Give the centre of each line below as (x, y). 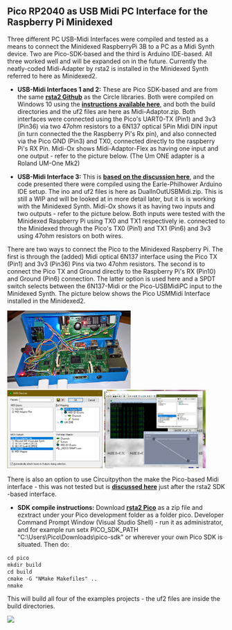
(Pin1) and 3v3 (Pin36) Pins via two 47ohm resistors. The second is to (106, 264)
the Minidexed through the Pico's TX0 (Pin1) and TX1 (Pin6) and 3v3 (114, 228)
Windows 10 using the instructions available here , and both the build (116, 104)
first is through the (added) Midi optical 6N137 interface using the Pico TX (113, 256)
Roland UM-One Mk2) (48, 163)
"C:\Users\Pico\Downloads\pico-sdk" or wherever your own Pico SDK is (120, 537)
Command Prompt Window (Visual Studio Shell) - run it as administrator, (120, 522)
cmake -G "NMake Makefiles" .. (52, 579)
